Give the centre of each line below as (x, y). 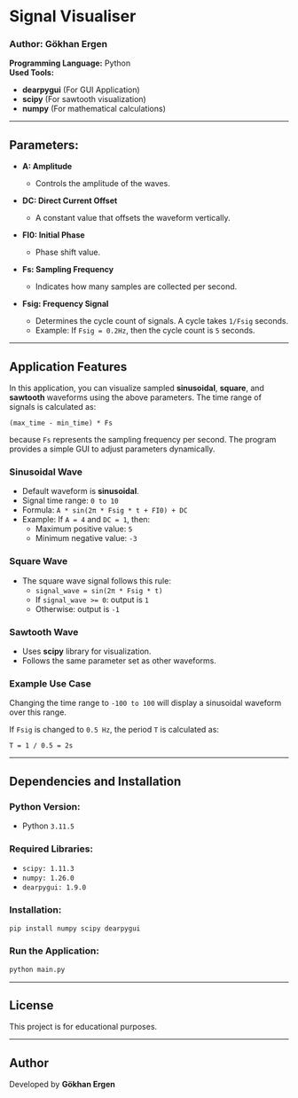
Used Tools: (32, 73)
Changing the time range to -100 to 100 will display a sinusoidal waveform (145, 703)
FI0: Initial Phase (54, 235)
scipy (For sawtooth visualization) (84, 99)
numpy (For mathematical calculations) (94, 109)
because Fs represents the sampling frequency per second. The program (143, 440)
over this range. (38, 712)
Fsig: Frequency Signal (65, 304)
